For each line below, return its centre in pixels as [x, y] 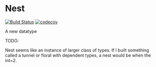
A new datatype [21, 31]
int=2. [11, 60]
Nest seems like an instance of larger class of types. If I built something [77, 50]
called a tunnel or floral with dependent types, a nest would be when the [78, 55]
